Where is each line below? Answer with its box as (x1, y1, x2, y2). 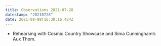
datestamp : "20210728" (5, 12, 53, 17)
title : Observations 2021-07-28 (5, 7, 73, 13)
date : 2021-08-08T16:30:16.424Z (5, 17, 73, 22)
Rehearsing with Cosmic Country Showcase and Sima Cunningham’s (12, 31, 156, 37)
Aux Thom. (12, 36, 36, 42)
